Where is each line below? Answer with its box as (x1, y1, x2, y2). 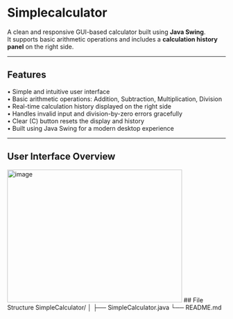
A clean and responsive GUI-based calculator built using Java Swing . (7, 28, 206, 36)
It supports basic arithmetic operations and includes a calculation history (7, 35, 218, 43)
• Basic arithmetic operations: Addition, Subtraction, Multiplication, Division (7, 95, 223, 103)
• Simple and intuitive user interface (7, 87, 110, 95)
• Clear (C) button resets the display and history (7, 116, 144, 125)
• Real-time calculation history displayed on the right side (7, 102, 172, 110)
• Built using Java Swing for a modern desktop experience (7, 124, 175, 132)
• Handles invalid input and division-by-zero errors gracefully (7, 109, 182, 118)
